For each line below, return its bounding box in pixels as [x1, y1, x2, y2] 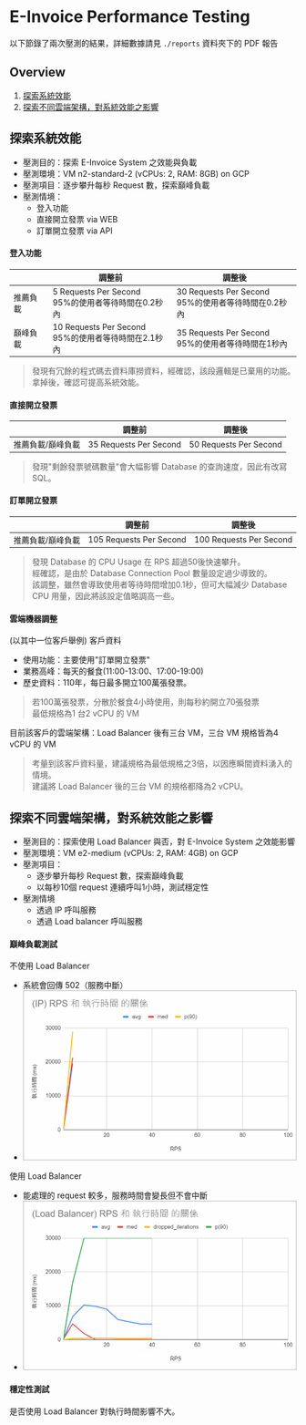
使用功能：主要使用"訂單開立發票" [22, 655, 150, 666]
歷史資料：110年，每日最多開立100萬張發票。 [22, 677, 192, 688]
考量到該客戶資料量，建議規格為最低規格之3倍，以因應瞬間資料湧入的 [31, 759, 293, 769]
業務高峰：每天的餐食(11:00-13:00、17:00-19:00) [22, 666, 204, 676]
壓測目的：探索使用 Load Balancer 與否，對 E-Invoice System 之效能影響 [22, 836, 296, 847]
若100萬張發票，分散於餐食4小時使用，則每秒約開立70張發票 [31, 697, 260, 707]
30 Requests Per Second [176, 285, 270, 297]
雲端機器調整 [9, 613, 57, 624]
